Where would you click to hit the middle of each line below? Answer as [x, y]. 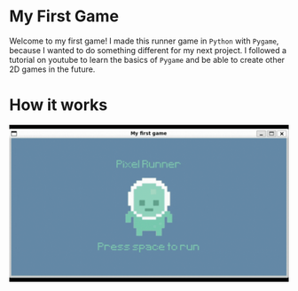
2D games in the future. [52, 69]
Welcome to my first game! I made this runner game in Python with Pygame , [144, 41]
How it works [59, 105]
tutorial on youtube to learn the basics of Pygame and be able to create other [147, 59]
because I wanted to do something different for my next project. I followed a [148, 50]
